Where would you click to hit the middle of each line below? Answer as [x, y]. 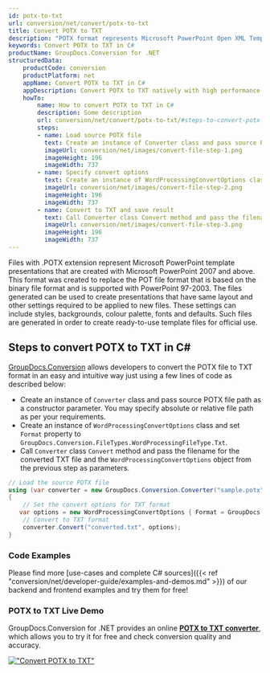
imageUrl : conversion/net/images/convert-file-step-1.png [143, 150]
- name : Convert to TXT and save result [106, 210]
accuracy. [25, 645]
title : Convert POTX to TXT [55, 31]
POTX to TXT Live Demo [56, 610]
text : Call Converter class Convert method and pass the [141, 218]
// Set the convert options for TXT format [97, 505]
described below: [37, 384]
